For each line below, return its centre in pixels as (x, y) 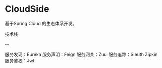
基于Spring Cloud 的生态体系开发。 (41, 23)
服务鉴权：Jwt (20, 60)
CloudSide (27, 9)
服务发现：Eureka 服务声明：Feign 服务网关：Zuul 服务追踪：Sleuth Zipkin (81, 54)
